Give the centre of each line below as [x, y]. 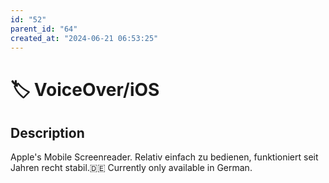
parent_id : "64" [44, 29]
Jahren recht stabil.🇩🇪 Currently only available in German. [131, 168]
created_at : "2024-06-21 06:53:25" [84, 38]
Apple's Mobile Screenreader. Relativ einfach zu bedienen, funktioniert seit [164, 157]
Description [47, 132]
